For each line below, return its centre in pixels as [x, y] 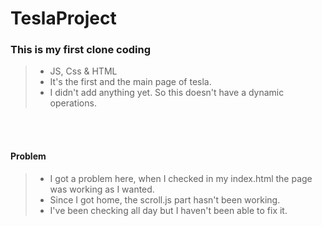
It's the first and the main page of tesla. [130, 82]
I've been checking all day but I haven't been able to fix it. [168, 210]
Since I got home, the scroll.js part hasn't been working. [165, 199]
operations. [73, 103]
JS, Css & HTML [83, 71]
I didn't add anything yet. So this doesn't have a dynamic [167, 93]
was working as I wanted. [102, 189]
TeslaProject [63, 18]
